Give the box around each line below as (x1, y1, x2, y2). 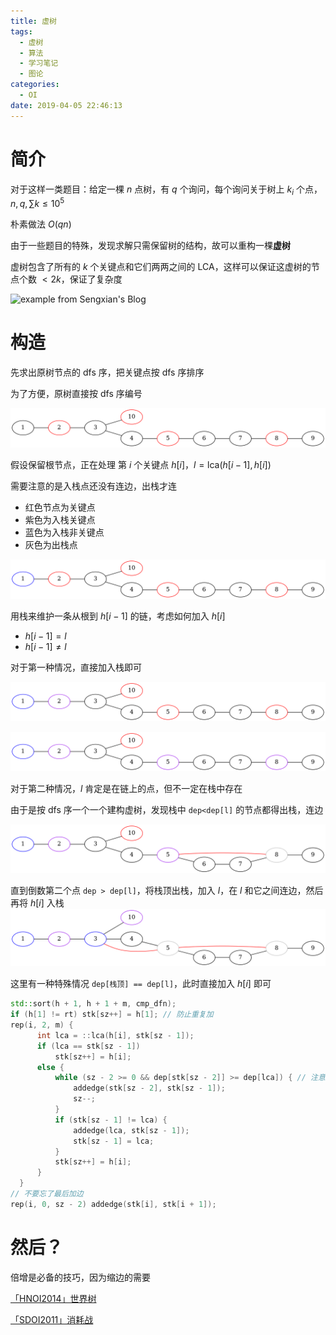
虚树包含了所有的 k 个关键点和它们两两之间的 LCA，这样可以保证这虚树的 (10, 261, 312, 273)
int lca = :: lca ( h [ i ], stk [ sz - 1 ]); (36, 1030, 195, 1040)
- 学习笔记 (19, 58, 59, 69)
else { (36, 1062, 65, 1072)
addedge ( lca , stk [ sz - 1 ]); (73, 1125, 190, 1135)
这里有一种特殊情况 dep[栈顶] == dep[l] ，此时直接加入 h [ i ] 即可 (10, 978, 272, 990)
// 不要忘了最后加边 (10, 1189, 84, 1199)
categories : (10, 80, 60, 90)
